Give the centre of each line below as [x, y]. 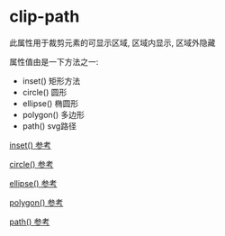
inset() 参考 [30, 145]
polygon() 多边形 [54, 114]
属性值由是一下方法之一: [54, 61]
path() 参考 [30, 222]
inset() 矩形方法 [51, 81]
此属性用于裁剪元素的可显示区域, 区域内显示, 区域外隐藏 [112, 42]
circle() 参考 [31, 164]
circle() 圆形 [45, 92]
